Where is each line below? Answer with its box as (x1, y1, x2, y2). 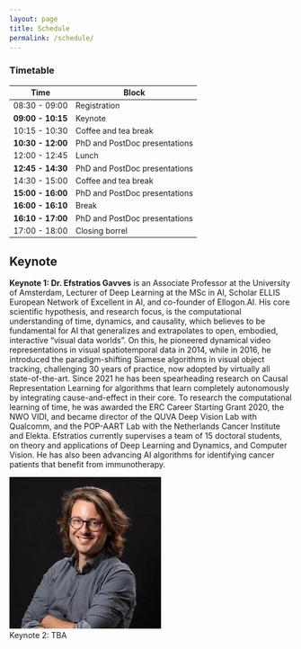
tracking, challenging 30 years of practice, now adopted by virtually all (9, 364, 271, 375)
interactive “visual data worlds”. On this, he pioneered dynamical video (9, 335, 271, 346)
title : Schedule (9, 23, 70, 33)
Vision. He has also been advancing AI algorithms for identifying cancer (9, 449, 275, 460)
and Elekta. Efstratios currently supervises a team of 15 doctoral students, (9, 431, 283, 441)
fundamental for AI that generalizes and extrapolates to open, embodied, (9, 325, 279, 336)
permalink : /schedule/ (9, 33, 94, 42)
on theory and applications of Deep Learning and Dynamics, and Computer (9, 440, 288, 451)
